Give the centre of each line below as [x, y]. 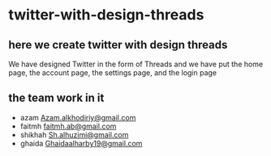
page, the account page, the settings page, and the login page [113, 73]
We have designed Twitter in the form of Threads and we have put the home [136, 64]
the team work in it [56, 98]
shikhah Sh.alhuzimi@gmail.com [74, 134]
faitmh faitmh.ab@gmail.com [68, 126]
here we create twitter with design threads [118, 45]
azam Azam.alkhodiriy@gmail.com [78, 117]
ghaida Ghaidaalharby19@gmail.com [81, 143]
